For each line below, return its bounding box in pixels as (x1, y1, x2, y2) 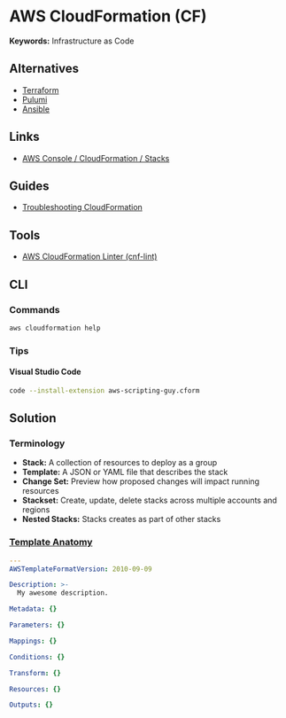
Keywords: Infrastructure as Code (9, 35, 135, 46)
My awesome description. (17, 589, 109, 597)
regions (21, 504, 50, 515)
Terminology (9, 437, 66, 449)
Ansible (21, 104, 50, 114)
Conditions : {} (9, 652, 66, 661)
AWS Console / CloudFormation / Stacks (21, 152, 170, 163)
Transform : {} (9, 668, 62, 677)
